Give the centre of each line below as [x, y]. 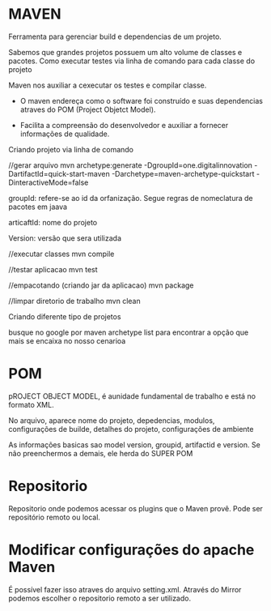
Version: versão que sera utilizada [65, 238]
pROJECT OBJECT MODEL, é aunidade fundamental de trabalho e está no [132, 396]
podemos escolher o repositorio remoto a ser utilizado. [100, 598]
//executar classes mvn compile [61, 254]
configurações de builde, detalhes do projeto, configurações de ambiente [131, 429]
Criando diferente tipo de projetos [65, 316]
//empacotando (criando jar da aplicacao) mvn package [101, 285]
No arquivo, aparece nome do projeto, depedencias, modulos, [112, 420]
